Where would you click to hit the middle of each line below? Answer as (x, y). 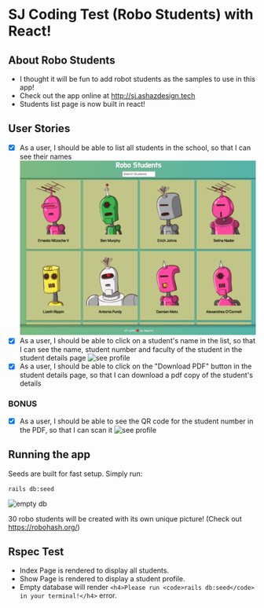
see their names (46, 156)
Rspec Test (36, 552)
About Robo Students (62, 60)
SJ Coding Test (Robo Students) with (131, 15)
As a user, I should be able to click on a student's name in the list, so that (137, 341)
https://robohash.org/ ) (44, 527)
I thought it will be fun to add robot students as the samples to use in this (137, 79)
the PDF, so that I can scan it (66, 430)
